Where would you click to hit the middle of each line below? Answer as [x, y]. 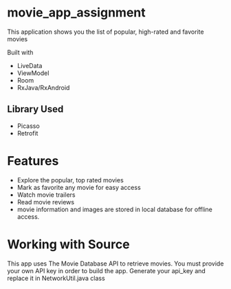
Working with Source [68, 244]
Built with [20, 52]
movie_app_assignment [76, 13]
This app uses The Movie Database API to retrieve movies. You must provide [115, 264]
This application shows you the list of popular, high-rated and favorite [106, 32]
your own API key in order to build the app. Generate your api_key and [107, 270]
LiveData [30, 65]
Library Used [35, 109]
